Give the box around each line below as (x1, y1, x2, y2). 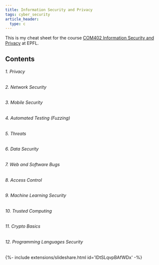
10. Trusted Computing (5, 208, 52, 214)
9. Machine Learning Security (5, 193, 66, 199)
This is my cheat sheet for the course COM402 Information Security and (5, 35, 154, 41)
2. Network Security (5, 84, 46, 90)
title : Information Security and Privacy (5, 7, 93, 12)
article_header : (5, 16, 39, 21)
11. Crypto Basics (5, 223, 41, 230)
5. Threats (5, 130, 26, 136)
